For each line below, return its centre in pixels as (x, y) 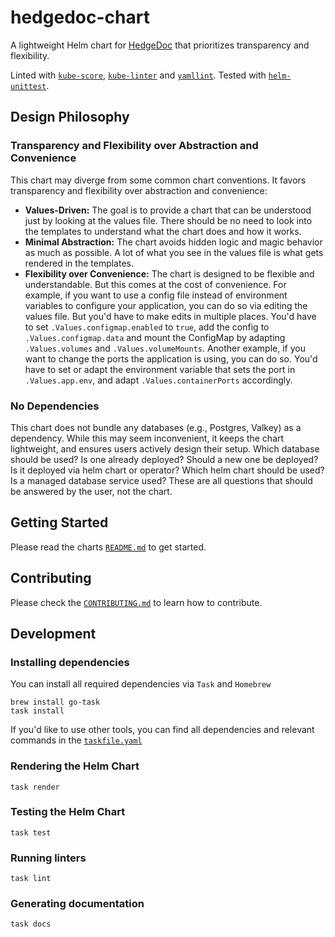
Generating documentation (77, 904)
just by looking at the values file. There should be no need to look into (168, 220)
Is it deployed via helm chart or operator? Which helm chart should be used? (167, 470)
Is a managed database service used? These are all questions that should (161, 480)
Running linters (48, 858)
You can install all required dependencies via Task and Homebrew (141, 684)
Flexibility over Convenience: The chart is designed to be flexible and (169, 273)
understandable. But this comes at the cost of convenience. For (155, 284)
